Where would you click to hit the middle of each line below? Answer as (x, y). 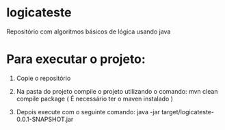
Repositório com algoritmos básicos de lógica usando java (89, 31)
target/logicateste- (188, 112)
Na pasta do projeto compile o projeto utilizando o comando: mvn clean (117, 91)
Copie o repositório (43, 78)
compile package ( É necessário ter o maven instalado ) (95, 99)
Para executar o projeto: (76, 59)
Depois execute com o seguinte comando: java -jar (88, 112)
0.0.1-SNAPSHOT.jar (45, 119)
